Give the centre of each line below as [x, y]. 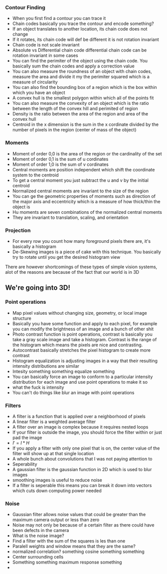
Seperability [25, 464]
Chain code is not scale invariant [46, 45]
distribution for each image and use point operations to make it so [80, 382]
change [20, 34]
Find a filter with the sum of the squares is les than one [69, 541]
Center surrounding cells [38, 557]
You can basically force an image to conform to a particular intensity [83, 377]
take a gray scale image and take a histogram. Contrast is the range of [84, 339]
